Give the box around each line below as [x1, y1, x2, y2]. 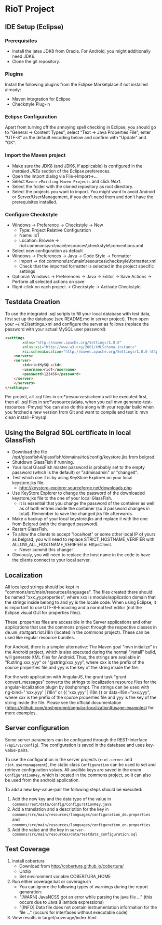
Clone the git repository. [12, 58, 60, 64]
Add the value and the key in [12, 827, 69, 832]
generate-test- [123, 399, 153, 405]
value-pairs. [5, 747, 29, 753]
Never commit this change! [19, 547, 73, 553]
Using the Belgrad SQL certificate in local [5, 428, 131, 437]
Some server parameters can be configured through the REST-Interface [5, 737, 148, 742]
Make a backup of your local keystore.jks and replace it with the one [12, 516, 148, 522]
